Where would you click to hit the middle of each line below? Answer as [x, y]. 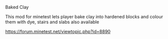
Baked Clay [17, 7]
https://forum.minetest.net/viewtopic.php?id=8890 [58, 31]
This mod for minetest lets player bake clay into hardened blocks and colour [84, 17]
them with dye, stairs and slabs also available [52, 22]
